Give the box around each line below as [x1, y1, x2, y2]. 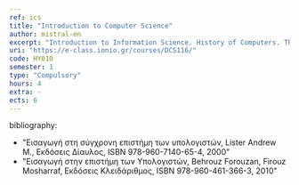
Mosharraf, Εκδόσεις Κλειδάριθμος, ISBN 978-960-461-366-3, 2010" [21, 165, 278, 176]
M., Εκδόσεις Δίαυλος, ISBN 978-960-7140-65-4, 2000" [21, 147, 230, 157]
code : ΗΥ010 [9, 54, 53, 63]
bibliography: [9, 120, 58, 131]
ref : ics [9, 12, 42, 22]
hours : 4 [9, 79, 42, 88]
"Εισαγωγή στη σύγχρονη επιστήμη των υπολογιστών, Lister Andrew [21, 137, 277, 148]
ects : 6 [9, 95, 38, 105]
